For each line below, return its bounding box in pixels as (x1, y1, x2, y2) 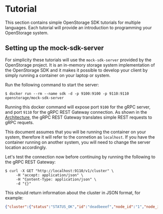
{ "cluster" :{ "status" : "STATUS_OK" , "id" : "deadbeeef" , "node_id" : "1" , (5, 204, 145, 209)
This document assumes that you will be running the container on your (5, 129, 147, 135)
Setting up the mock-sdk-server (5, 44, 104, 52)
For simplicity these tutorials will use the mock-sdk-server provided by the (5, 57, 152, 63)
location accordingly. (5, 144, 47, 150)
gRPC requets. (5, 119, 34, 125)
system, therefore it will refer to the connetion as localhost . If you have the (5, 134, 155, 140)
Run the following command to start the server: (5, 82, 99, 88)
